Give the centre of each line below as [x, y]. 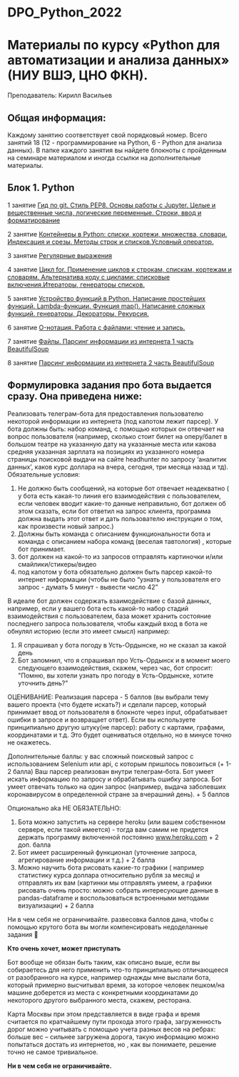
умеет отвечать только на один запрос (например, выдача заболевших [117, 786]
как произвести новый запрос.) [66, 526]
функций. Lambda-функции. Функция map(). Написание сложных [106, 306]
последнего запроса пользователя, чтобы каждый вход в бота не [108, 623]
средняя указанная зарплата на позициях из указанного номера [106, 452]
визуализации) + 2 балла [56, 905]
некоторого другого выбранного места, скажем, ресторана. [100, 1000]
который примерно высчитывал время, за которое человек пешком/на [116, 985]
